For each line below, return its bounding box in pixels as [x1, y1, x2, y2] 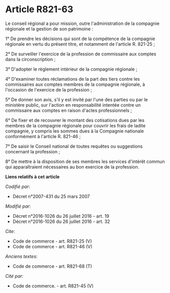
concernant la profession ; [5, 148, 60, 154]
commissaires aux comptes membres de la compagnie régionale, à [5, 81, 146, 87]
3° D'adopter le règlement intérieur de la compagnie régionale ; [5, 66, 138, 72]
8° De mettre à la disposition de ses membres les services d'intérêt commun [5, 158, 165, 165]
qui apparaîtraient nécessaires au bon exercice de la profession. [5, 164, 140, 170]
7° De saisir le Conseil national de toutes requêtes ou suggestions [5, 143, 143, 149]
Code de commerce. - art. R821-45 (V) [12, 283, 94, 289]
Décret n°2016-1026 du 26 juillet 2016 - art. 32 [12, 218, 110, 224]
